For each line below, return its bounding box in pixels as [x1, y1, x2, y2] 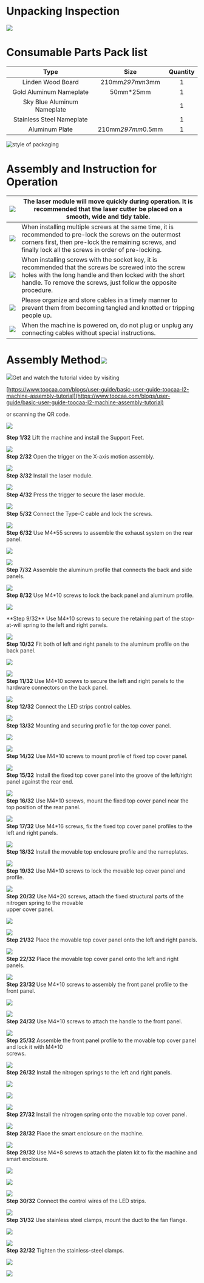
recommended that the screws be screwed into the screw [21, 263, 186, 271]
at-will [6, 621, 22, 629]
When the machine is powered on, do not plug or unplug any [21, 321, 194, 329]
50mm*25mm [109, 87, 151, 96]
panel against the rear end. [6, 777, 74, 785]
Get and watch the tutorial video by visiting [12, 374, 120, 381]
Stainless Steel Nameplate [13, 115, 88, 123]
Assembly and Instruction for [6, 162, 157, 176]
